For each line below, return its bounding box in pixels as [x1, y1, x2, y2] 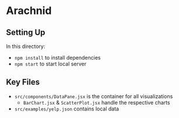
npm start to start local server [14, 60, 87, 67]
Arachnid [6, 4, 52, 18]
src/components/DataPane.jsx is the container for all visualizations [14, 92, 173, 100]
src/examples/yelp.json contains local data [14, 105, 120, 112]
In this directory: [6, 43, 45, 50]
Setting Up [6, 27, 45, 37]
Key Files [6, 77, 40, 87]
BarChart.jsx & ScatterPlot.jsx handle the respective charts [23, 99, 170, 106]
